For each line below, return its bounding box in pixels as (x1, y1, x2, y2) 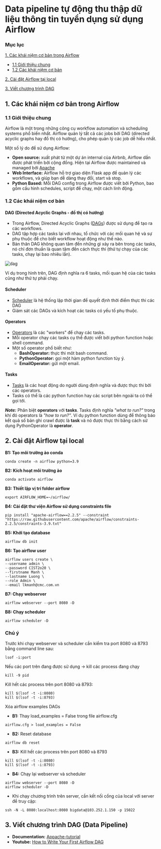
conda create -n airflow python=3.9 (5, 459, 79, 464)
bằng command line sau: (5, 646, 54, 651)
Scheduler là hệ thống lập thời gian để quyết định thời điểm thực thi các (12, 297, 155, 303)
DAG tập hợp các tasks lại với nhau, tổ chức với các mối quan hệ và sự (12, 231, 152, 236)
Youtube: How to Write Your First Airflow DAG (12, 839, 104, 845)
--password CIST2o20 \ (5, 566, 51, 570)
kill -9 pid (5, 673, 29, 678)
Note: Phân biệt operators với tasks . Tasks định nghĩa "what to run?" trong (5, 407, 155, 413)
